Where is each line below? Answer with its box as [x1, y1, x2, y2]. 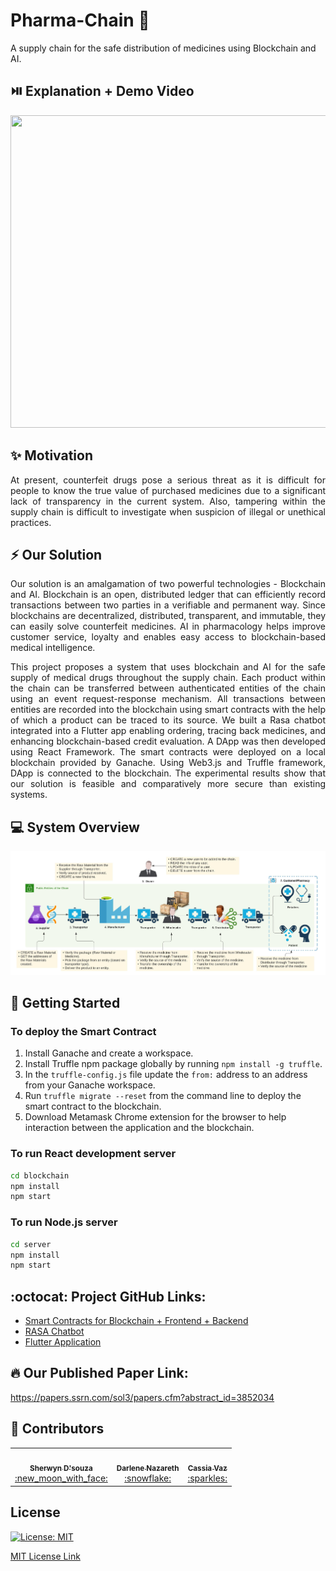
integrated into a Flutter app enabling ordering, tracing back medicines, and [10, 725, 326, 737]
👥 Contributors [10, 1420, 105, 1438]
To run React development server [10, 1147, 177, 1161]
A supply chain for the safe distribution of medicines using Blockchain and [10, 42, 317, 54]
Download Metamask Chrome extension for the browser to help [24, 1111, 287, 1123]
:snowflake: [124, 1472, 172, 1484]
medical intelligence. [10, 642, 96, 654]
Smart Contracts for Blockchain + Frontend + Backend [24, 1315, 249, 1327]
